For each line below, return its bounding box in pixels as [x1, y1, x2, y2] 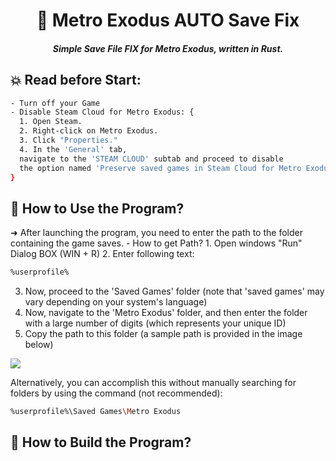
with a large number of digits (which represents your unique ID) [24, 317, 287, 329]
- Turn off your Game [10, 98, 101, 108]
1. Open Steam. [19, 117, 83, 127]
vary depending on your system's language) [24, 296, 208, 308]
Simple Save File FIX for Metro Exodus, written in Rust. [52, 42, 284, 54]
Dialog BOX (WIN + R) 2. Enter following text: [10, 248, 195, 260]
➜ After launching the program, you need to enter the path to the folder [10, 227, 303, 239]
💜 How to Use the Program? [10, 200, 185, 217]
